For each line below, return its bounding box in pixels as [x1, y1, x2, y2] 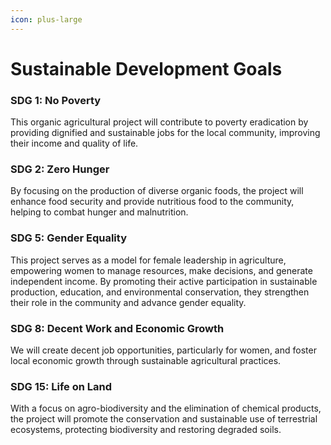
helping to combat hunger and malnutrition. [10, 206, 189, 218]
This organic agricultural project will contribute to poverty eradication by [10, 116, 309, 128]
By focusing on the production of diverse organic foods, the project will [10, 185, 304, 197]
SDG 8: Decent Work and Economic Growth [10, 321, 225, 335]
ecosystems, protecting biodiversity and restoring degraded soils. [10, 424, 282, 436]
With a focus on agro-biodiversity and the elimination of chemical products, [10, 402, 322, 415]
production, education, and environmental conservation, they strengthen [10, 286, 310, 298]
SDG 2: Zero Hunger [10, 162, 110, 176]
